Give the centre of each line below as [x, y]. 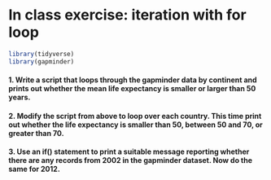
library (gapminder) [42, 61]
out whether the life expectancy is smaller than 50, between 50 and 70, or [135, 125]
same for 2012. [35, 169]
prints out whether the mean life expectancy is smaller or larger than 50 [132, 89]
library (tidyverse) [42, 54]
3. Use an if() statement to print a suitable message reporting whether [129, 151]
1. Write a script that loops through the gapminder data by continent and [133, 80]
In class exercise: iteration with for [127, 15]
